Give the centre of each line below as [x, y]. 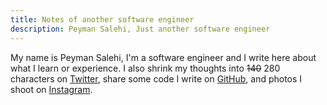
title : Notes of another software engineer [102, 19]
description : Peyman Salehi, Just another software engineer [140, 29]
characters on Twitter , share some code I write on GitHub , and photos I [156, 78]
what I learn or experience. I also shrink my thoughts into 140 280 [145, 68]
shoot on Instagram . [51, 89]
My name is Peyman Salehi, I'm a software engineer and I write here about [163, 57]
